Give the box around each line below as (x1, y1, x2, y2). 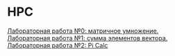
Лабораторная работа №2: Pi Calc (7, 41, 108, 49)
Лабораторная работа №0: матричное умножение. (7, 27, 159, 35)
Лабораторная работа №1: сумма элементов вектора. (7, 33, 168, 42)
